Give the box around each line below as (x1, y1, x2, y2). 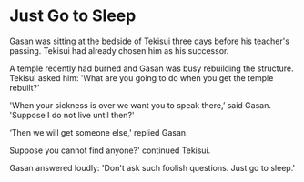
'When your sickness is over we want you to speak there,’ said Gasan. (9, 99, 271, 110)
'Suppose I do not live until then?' (9, 109, 135, 120)
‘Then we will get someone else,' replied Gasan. (9, 126, 188, 137)
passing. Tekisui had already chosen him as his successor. (9, 45, 229, 56)
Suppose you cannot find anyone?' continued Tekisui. (9, 145, 211, 156)
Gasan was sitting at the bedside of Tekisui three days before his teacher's (9, 35, 289, 46)
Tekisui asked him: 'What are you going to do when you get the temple (9, 72, 274, 83)
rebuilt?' (9, 82, 40, 93)
